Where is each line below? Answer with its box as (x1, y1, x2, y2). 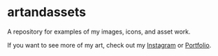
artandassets (7, 4, 86, 20)
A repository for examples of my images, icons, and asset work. (7, 27, 191, 36)
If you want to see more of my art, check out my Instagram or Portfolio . (7, 41, 212, 49)
